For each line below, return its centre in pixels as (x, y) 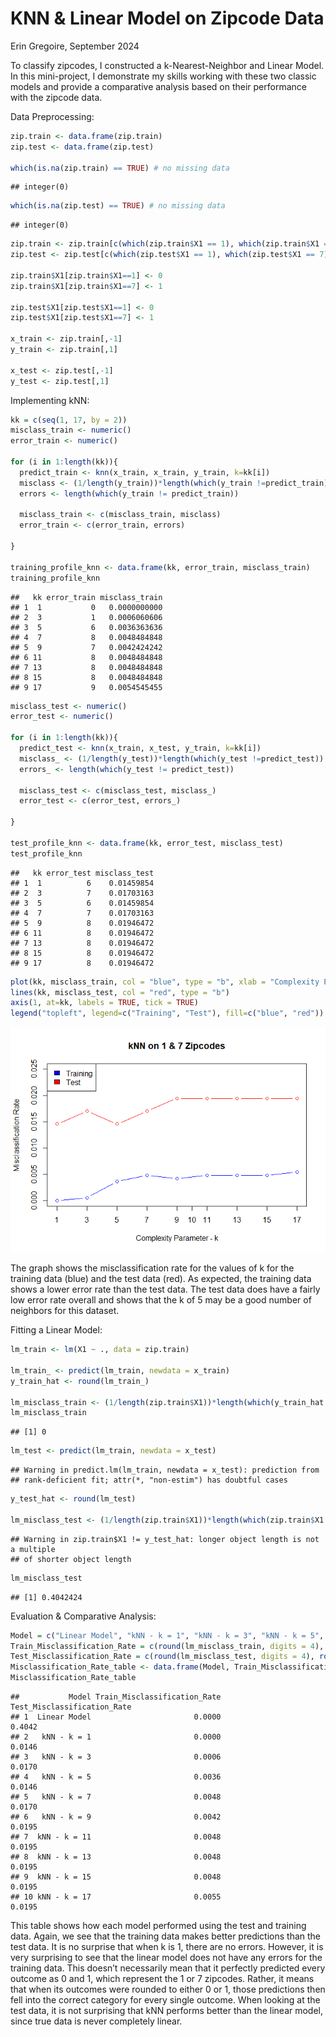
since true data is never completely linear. (96, 2021)
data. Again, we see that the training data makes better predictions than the (166, 1936)
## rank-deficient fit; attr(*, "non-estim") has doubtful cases (149, 1480)
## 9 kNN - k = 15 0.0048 (116, 1877)
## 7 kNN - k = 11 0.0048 (116, 1837)
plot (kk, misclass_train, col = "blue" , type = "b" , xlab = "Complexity (165, 982)
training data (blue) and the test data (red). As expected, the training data (161, 1279)
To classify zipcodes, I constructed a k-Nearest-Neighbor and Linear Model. (167, 65)
